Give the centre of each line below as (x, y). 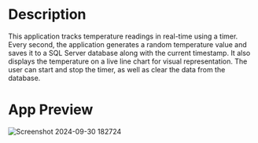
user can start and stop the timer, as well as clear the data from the (117, 69)
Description (47, 15)
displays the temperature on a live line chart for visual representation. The (128, 61)
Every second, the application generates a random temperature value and (128, 44)
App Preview (51, 110)
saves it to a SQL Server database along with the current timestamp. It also (129, 53)
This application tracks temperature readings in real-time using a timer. (123, 36)
